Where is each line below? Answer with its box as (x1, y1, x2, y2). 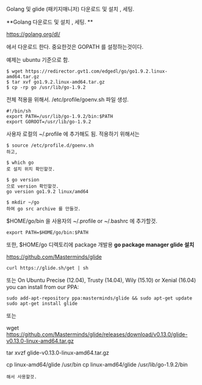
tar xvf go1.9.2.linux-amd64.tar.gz (12, 79, 105, 85)
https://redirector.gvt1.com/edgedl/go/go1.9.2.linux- (25, 68, 168, 75)
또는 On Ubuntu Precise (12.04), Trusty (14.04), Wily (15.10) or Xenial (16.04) (6, 277, 197, 284)
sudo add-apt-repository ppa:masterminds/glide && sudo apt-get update (6, 295, 192, 301)
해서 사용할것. (6, 374, 37, 380)
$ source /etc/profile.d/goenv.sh (6, 142, 95, 148)
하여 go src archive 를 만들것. (6, 206, 81, 212)
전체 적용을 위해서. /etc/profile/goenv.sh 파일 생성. (6, 96, 129, 103)
